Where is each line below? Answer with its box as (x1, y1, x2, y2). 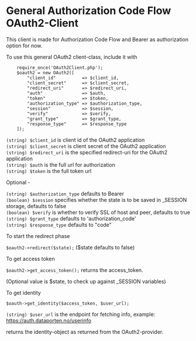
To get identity (6, 289, 41, 296)
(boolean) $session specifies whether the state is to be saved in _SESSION (6, 196, 187, 203)
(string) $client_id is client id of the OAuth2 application (6, 136, 145, 143)
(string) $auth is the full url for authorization (6, 161, 115, 168)
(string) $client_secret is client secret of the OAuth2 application (6, 142, 166, 150)
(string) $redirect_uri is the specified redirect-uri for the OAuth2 (6, 149, 168, 156)
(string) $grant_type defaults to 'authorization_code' (6, 215, 136, 222)
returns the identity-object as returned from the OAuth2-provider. (6, 328, 164, 335)
